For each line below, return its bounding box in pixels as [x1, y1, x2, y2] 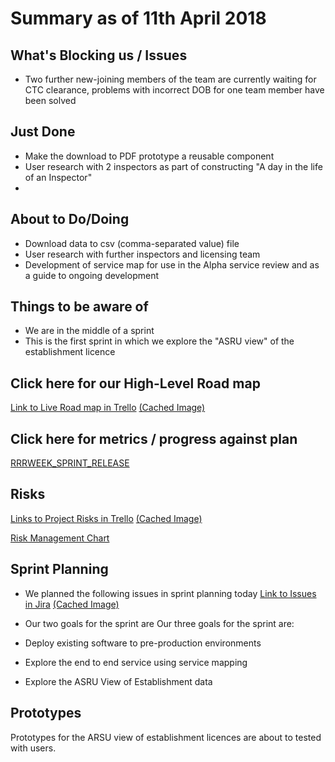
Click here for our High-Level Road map [10, 375, 261, 392]
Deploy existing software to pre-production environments [24, 637, 262, 649]
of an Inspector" [24, 171, 93, 183]
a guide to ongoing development [24, 269, 159, 281]
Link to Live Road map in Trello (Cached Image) [10, 402, 206, 414]
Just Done [10, 123, 76, 141]
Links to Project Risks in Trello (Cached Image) [10, 512, 203, 524]
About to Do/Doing [10, 211, 130, 228]
